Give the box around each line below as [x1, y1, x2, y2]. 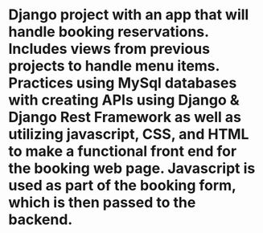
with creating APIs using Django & [8, 91, 240, 109]
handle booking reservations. [8, 22, 209, 41]
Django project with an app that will [8, 6, 249, 24]
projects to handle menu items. [8, 57, 220, 76]
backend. [8, 211, 73, 229]
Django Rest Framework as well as [8, 108, 242, 126]
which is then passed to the [8, 194, 196, 212]
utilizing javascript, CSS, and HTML [8, 125, 249, 144]
